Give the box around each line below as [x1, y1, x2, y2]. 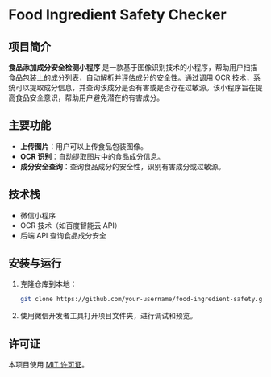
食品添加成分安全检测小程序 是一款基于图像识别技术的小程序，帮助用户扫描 [8, 63, 258, 72]
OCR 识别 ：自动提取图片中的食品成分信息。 [19, 151, 165, 161]
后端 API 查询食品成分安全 [19, 230, 107, 240]
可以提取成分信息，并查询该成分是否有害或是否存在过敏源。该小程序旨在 [15, 83, 256, 92]
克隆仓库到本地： [19, 280, 77, 289]
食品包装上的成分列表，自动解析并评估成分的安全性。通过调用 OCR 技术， [8, 72, 254, 82]
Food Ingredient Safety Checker [8, 6, 227, 24]
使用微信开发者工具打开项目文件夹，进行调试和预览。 [19, 311, 198, 321]
